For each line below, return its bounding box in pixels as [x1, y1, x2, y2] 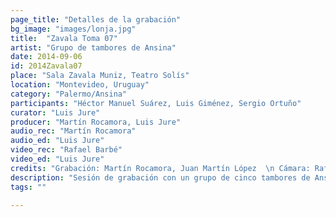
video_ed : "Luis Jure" [10, 154, 105, 164]
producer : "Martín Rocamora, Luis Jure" [10, 117, 182, 127]
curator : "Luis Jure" [10, 107, 101, 118]
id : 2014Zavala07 [10, 61, 83, 71]
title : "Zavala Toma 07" [10, 33, 118, 43]
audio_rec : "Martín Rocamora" [10, 126, 137, 136]
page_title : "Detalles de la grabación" [10, 14, 182, 25]
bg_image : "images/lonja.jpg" [10, 24, 137, 34]
